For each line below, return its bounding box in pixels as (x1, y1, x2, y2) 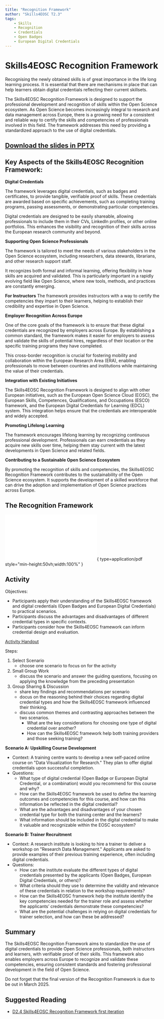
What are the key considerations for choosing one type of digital (26, 720, 157, 725)
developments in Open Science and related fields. (5, 447, 106, 453)
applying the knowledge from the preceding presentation (19, 678, 135, 684)
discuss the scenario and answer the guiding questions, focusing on (19, 673, 158, 679)
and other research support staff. (5, 258, 72, 264)
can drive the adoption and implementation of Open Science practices (5, 482, 147, 488)
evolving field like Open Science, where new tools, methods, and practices (5, 278, 156, 284)
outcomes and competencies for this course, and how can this (19, 796, 146, 802)
